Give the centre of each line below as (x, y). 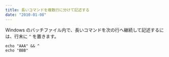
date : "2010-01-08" (26, 15)
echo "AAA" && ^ (22, 46)
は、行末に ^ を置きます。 (32, 36)
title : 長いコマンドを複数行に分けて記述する (48, 10)
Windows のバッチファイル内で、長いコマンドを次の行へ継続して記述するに (84, 30)
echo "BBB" (17, 50)
